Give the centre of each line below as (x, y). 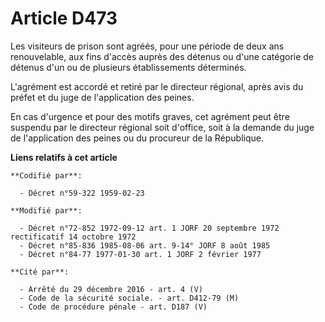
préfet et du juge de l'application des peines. (102, 97)
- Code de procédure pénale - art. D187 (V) (113, 307)
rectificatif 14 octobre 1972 (73, 237)
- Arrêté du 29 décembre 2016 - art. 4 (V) (111, 289)
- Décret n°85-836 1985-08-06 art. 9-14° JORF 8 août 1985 (145, 245)
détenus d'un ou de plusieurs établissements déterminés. (128, 67)
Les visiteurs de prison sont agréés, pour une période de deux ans (147, 46)
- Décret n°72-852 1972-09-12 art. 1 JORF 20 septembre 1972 (149, 228)
